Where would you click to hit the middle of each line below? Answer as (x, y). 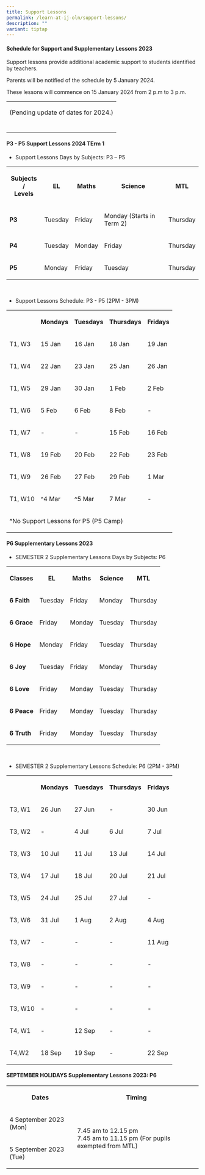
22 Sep (158, 1052)
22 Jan (51, 366)
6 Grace (21, 622)
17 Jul (50, 875)
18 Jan (119, 344)
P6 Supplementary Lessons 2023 (50, 543)
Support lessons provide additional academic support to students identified (101, 62)
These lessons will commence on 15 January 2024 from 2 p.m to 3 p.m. (96, 92)
